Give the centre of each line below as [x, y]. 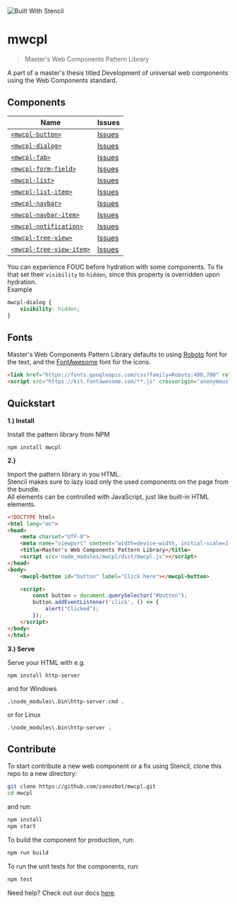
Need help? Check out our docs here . [62, 893]
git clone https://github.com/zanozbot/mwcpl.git [82, 787]
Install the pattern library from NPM [59, 434]
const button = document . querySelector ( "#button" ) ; [110, 596]
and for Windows [32, 688]
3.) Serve [21, 649]
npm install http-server [44, 676]
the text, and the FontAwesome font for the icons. [79, 362]
